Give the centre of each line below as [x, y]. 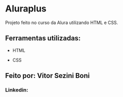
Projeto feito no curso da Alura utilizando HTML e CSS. [62, 22]
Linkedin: [17, 90]
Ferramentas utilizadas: [43, 38]
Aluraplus [26, 9]
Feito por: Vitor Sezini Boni [47, 76]
